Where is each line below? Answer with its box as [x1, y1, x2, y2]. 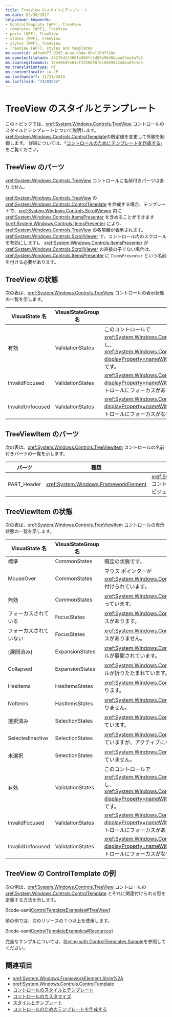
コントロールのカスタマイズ [12, 993, 72, 999]
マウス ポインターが [104, 567, 152, 574]
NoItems [8, 700, 29, 707]
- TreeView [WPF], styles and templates [5, 46, 93, 51]
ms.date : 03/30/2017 [5, 12, 50, 17]
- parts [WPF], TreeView [5, 31, 58, 36]
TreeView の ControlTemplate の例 [5, 869, 116, 878]
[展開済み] [8, 648, 33, 655]
